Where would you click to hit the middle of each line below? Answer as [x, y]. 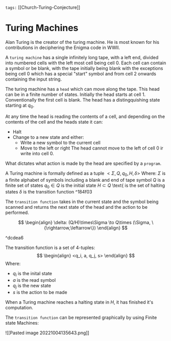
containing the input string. [34, 79]
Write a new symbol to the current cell [60, 142]
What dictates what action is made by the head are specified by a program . [83, 163]
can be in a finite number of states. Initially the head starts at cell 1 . [76, 94]
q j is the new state [32, 286]
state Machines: [22, 323]
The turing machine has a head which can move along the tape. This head [82, 89]
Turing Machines [42, 28]
